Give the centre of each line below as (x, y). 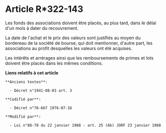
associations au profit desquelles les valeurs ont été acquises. (69, 48)
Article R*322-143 (44, 9)
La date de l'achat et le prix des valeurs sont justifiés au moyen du (73, 38)
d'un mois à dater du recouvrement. (42, 28)
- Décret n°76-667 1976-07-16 (41, 108)
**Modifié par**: (23, 117)
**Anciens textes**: (27, 82)
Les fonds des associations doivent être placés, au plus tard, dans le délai (81, 23)
